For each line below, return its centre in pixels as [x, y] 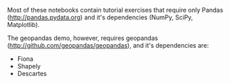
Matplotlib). [24, 25]
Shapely [29, 66]
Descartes [32, 73]
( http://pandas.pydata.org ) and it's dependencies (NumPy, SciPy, [100, 17]
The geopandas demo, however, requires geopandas [82, 38]
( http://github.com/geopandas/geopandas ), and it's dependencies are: [108, 45]
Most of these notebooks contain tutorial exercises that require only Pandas [115, 10]
